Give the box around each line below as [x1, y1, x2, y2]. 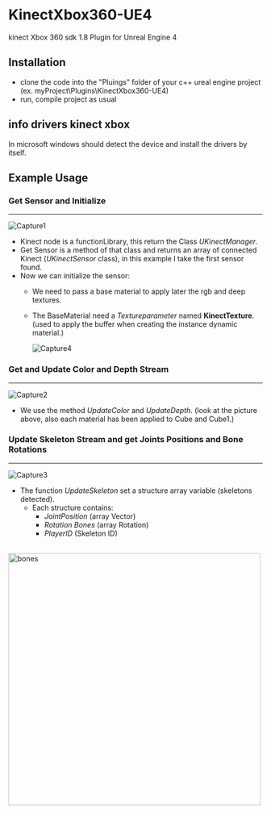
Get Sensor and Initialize [8, 195, 106, 207]
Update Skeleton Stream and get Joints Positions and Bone [8, 434, 244, 445]
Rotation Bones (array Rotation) [44, 520, 149, 529]
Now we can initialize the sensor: [19, 271, 131, 281]
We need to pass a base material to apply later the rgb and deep [31, 286, 246, 296]
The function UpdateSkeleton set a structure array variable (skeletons [19, 486, 252, 495]
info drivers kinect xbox [8, 118, 131, 131]
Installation [8, 56, 66, 69]
